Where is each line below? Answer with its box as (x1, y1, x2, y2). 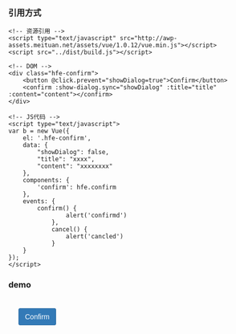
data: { (22, 141, 48, 149)
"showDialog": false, (37, 149, 110, 157)
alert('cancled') (65, 233, 124, 241)
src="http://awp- (119, 35, 178, 43)
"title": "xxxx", (37, 155, 95, 164)
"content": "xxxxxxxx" (37, 162, 113, 170)
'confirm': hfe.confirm (37, 183, 116, 192)
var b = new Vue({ (8, 127, 70, 136)
